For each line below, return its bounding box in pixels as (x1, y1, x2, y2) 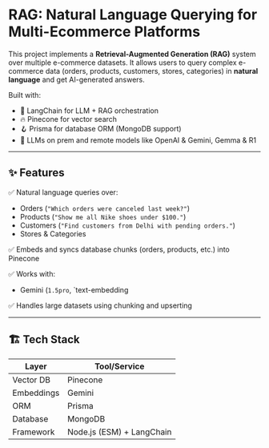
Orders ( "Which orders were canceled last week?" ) (19, 203, 191, 213)
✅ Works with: (8, 268, 56, 278)
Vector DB (12, 374, 50, 385)
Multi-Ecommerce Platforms (8, 22, 201, 41)
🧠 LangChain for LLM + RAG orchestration (19, 106, 159, 115)
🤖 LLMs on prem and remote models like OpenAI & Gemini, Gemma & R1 (19, 135, 257, 145)
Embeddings (12, 387, 60, 398)
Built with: (8, 90, 42, 99)
